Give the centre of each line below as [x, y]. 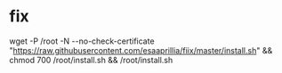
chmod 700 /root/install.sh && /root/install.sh [91, 60]
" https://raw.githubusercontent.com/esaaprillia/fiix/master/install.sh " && [141, 50]
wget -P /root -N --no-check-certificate [82, 41]
